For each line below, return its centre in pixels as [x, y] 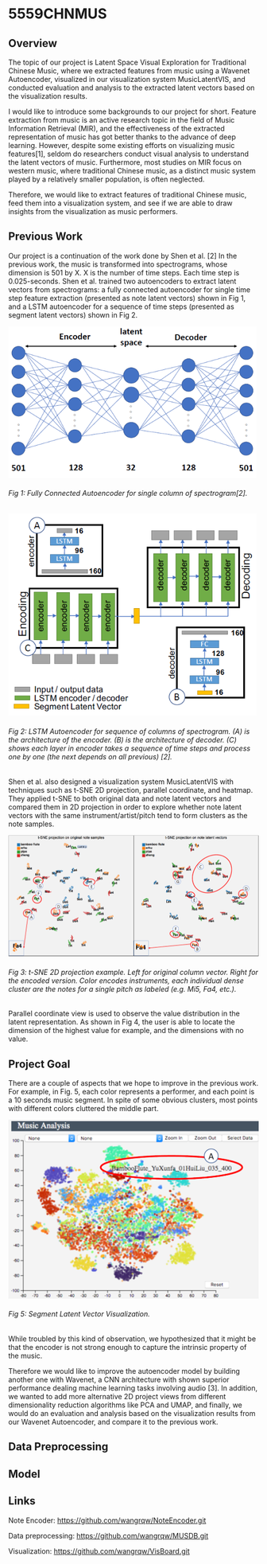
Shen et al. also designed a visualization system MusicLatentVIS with [121, 782]
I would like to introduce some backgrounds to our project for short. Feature [132, 111]
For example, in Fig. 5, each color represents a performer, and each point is [132, 1092]
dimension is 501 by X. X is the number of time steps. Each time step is [124, 272]
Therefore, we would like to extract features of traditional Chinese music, [128, 195]
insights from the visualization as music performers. [93, 211]
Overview [33, 43]
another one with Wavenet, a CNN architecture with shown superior [119, 1379]
